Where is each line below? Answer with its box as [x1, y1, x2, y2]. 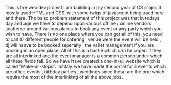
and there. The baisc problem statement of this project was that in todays [5, 15, 160, 21]
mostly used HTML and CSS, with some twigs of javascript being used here [5, 10, 164, 16]
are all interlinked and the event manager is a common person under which [5, 53, 163, 59]
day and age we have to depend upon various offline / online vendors [5, 20, 152, 26]
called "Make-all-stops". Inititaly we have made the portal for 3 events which [5, 63, 166, 69]
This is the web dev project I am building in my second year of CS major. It [5, 5, 162, 10]
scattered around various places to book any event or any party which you [5, 26, 162, 32]
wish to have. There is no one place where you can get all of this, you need [5, 31, 163, 37]
